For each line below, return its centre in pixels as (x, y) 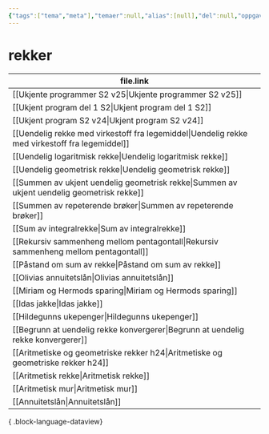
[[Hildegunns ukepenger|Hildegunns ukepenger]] (105, 316)
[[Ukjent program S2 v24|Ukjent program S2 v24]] (108, 120)
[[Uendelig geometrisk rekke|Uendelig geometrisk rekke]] (121, 169)
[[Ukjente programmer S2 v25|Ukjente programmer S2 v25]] (127, 94)
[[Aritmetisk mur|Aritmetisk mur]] (75, 388)
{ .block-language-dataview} (56, 421)
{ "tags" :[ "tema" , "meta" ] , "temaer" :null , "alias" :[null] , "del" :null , (123, 16)
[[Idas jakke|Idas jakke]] (58, 303)
